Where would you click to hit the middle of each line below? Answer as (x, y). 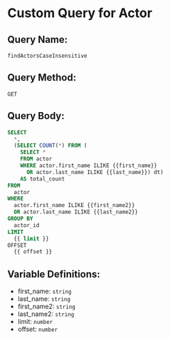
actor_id (27, 225)
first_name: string (44, 291)
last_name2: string (46, 314)
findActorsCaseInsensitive (47, 56)
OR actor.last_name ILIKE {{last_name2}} (76, 212)
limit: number (35, 322)
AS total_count (43, 179)
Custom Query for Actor (80, 13)
